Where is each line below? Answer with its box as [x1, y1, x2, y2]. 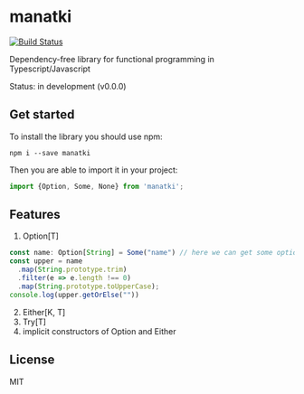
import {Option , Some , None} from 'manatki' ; [9, 182, 184, 191]
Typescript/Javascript [9, 63, 90, 74]
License [9, 352, 55, 368]
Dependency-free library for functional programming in [9, 53, 215, 64]
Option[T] [22, 230, 59, 241]
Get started [9, 107, 75, 123]
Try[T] [22, 316, 47, 327]
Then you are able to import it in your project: [9, 164, 178, 175]
